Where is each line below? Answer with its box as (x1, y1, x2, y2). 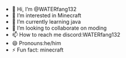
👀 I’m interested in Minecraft (11, 12, 82, 19)
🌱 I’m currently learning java (11, 18, 81, 25)
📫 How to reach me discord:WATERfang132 (11, 31, 121, 38)
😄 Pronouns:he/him (11, 40, 62, 47)
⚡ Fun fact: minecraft (11, 46, 64, 53)
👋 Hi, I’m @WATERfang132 (11, 6, 77, 12)
